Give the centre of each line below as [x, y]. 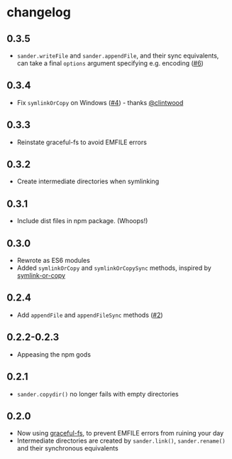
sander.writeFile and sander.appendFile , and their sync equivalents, [118, 55]
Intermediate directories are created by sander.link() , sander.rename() [121, 441]
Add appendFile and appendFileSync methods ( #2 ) [90, 315]
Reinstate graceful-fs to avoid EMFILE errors [82, 142]
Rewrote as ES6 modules [53, 261]
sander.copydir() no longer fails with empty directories [98, 394]
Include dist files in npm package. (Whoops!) [82, 221]
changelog [39, 12]
